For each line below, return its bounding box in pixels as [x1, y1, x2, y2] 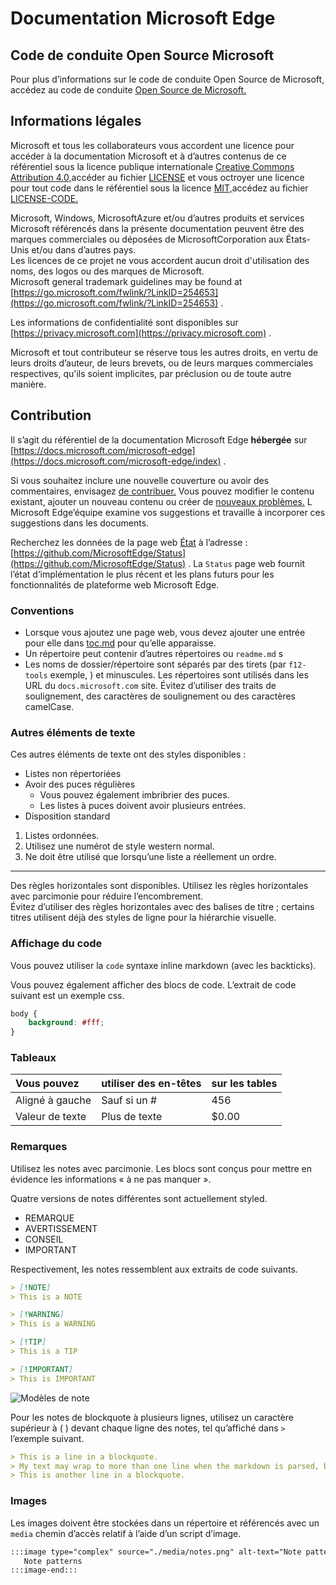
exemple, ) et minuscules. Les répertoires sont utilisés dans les [49, 668, 309, 681]
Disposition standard [24, 810, 111, 822]
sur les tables [211, 1077, 278, 1091]
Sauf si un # [101, 1093, 158, 1107]
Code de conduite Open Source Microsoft [10, 47, 275, 64]
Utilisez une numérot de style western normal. [24, 840, 215, 852]
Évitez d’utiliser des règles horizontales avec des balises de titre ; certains [10, 901, 315, 913]
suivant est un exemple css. [10, 989, 125, 1001]
